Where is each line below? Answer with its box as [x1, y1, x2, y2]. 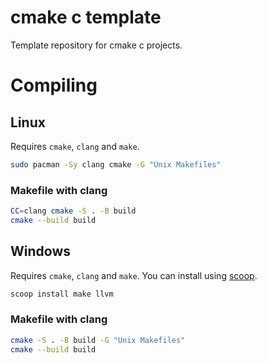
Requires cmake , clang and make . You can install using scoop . [10, 269, 258, 281]
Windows [10, 243, 71, 260]
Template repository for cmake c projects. [10, 39, 183, 51]
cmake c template [10, 6, 162, 29]
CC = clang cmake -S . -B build [10, 206, 137, 216]
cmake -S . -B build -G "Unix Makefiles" [10, 335, 186, 345]
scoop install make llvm [10, 289, 114, 299]
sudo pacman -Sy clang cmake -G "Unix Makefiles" [10, 159, 222, 170]
